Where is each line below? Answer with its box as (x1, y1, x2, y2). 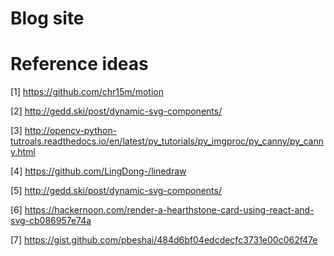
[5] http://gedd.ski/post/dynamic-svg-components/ (10, 185, 222, 197)
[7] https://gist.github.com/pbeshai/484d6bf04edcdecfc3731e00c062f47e (10, 234, 318, 246)
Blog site (10, 7, 85, 30)
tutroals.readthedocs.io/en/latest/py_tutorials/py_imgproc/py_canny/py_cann (10, 135, 324, 147)
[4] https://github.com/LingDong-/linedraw (10, 165, 187, 177)
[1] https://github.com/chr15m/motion (10, 86, 164, 98)
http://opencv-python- (24, 125, 118, 137)
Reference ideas (10, 53, 149, 76)
